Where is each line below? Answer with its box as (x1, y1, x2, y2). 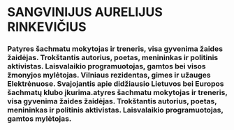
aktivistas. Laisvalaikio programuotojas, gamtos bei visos (7, 62, 206, 71)
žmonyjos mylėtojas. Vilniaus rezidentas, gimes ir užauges (7, 71, 211, 80)
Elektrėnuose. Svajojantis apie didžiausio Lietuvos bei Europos (7, 79, 225, 89)
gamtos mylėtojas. (7, 114, 72, 124)
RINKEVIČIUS (7, 19, 87, 35)
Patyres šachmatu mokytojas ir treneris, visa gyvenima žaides (7, 44, 224, 54)
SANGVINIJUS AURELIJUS (7, 4, 163, 20)
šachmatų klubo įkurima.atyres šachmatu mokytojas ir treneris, (7, 88, 228, 98)
